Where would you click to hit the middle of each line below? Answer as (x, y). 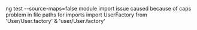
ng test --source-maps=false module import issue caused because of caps (99, 9)
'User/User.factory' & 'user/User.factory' (55, 21)
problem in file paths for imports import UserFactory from (76, 15)
